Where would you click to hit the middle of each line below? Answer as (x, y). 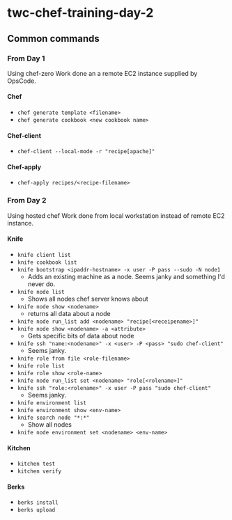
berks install (38, 503)
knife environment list (52, 403)
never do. (41, 284)
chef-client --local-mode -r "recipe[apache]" (86, 152)
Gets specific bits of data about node (81, 336)
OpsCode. (22, 81)
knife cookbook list (47, 262)
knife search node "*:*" (53, 418)
